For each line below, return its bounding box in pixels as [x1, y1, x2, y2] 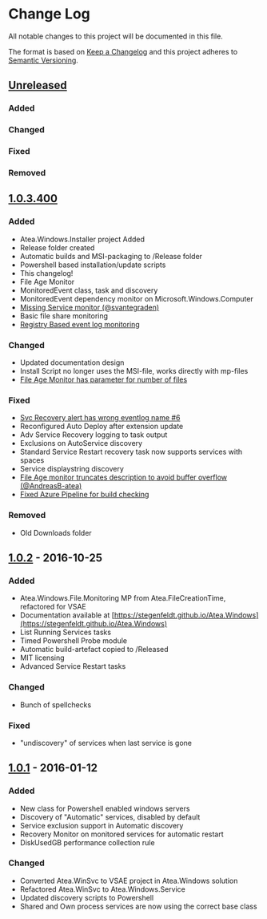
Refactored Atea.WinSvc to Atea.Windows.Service [19, 884, 186, 894]
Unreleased [8, 79, 68, 92]
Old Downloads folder [19, 528, 92, 537]
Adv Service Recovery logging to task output [19, 430, 168, 439]
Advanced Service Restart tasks [19, 662, 126, 671]
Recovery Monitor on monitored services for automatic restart [19, 829, 224, 839]
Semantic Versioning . [8, 55, 78, 65]
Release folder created [19, 242, 95, 253]
